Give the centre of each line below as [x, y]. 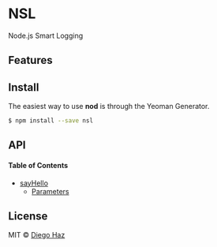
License [28, 216]
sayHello [34, 183]
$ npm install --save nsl [51, 121]
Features [30, 60]
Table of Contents [38, 165]
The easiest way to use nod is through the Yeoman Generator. [109, 107]
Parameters [50, 191]
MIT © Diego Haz [37, 235]
